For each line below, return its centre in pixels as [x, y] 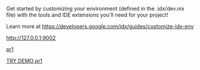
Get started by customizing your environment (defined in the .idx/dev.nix [96, 9]
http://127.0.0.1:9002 [31, 38]
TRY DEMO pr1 [24, 61]
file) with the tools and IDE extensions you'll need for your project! [87, 15]
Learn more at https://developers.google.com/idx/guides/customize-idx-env [100, 26]
